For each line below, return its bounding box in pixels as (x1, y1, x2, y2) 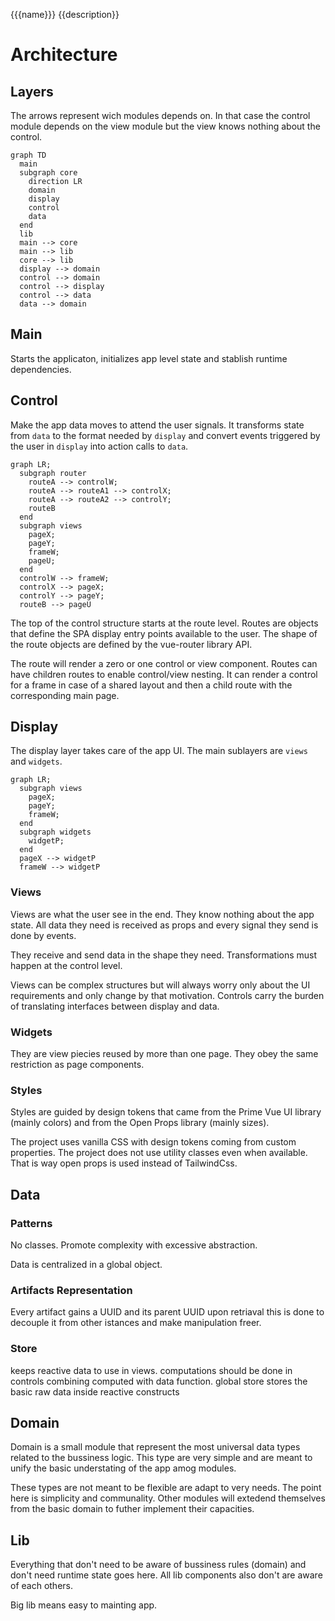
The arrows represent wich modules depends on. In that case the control (10, 110, 311, 121)
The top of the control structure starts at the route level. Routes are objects (10, 617, 319, 629)
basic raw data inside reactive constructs (10, 1385, 180, 1398)
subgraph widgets (19, 827, 92, 838)
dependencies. (10, 363, 72, 375)
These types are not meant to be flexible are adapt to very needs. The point (10, 1482, 322, 1494)
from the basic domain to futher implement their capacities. (10, 1503, 255, 1515)
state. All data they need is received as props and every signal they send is (10, 919, 319, 931)
